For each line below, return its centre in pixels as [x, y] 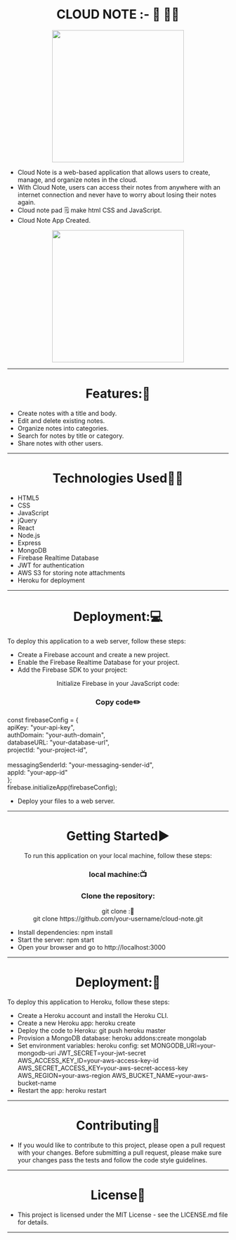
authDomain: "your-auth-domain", [56, 735]
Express [29, 543]
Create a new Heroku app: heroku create [76, 1023]
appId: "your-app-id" [38, 773]
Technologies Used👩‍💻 [118, 478]
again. [26, 202]
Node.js [29, 535]
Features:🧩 [118, 394]
